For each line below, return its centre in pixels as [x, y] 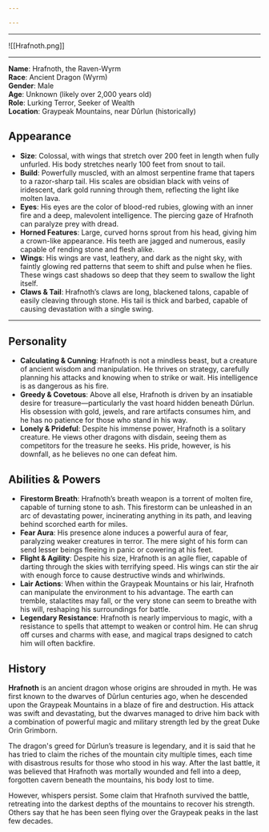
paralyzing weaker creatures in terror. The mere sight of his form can [134, 541]
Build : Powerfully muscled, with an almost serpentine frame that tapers [137, 172]
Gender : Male [31, 86]
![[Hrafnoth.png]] [37, 46]
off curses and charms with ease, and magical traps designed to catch [136, 635]
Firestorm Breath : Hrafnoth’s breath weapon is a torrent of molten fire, [137, 499]
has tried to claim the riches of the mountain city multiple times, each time [130, 754]
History [27, 668]
